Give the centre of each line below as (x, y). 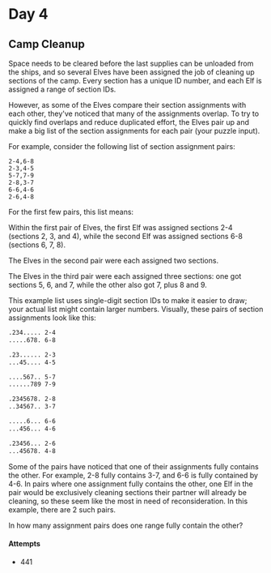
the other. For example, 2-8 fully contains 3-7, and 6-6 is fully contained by (133, 475)
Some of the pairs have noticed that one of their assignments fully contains (133, 466)
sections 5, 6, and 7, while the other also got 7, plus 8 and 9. (108, 285)
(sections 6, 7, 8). (37, 245)
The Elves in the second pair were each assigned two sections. (114, 261)
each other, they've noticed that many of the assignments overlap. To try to (134, 113)
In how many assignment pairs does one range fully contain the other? (126, 525)
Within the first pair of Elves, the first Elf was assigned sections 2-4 (121, 227)
